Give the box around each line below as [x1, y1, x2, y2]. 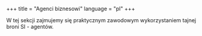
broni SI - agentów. [6, 23, 54, 30]
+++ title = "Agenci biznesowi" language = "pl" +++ [6, 5, 135, 12]
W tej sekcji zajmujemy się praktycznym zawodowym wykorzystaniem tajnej [6, 17, 197, 23]
